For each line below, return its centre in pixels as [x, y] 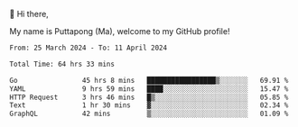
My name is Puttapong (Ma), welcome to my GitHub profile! [120, 31]
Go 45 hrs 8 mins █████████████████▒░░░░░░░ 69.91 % [149, 80]
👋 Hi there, [29, 14]
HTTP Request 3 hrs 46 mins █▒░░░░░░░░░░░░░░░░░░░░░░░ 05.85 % [149, 97]
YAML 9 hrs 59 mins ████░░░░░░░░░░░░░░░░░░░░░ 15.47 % [149, 89]
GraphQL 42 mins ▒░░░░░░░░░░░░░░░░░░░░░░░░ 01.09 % [149, 114]
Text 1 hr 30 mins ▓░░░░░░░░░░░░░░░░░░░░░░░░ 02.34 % [149, 105]
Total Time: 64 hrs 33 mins [62, 64]
